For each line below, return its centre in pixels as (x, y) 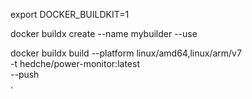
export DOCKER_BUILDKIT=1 (70, 14)
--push (25, 74)
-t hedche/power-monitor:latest (75, 63)
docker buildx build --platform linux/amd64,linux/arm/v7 (126, 53)
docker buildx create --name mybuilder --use (104, 33)
